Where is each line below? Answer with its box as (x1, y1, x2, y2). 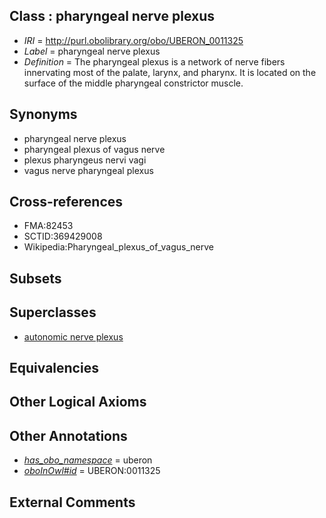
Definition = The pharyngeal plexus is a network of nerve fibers (23, 55, 286, 68)
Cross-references (9, 194, 124, 211)
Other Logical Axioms (9, 394, 147, 411)
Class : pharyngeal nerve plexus (9, 8, 216, 25)
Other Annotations (9, 427, 128, 444)
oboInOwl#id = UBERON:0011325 (23, 465, 161, 477)
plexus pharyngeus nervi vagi (23, 154, 147, 166)
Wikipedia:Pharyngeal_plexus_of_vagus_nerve (23, 241, 214, 253)
